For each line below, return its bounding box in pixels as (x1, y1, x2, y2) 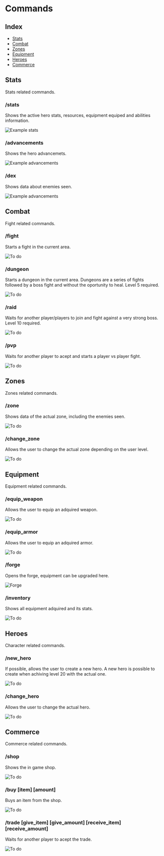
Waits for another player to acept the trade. (5, 836, 92, 842)
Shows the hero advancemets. (5, 150, 67, 156)
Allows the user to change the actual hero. (5, 704, 91, 710)
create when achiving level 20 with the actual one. (5, 671, 107, 677)
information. (5, 118, 30, 123)
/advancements (5, 140, 44, 147)
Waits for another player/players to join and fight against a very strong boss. (5, 315, 158, 321)
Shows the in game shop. (5, 764, 56, 770)
